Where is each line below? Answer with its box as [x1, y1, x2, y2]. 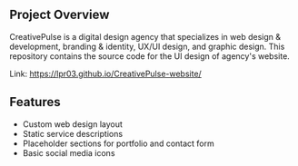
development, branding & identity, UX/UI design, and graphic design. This [9, 41, 285, 52]
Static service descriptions [22, 128, 124, 139]
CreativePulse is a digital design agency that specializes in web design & [9, 31, 282, 42]
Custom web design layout [22, 118, 123, 130]
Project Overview [9, 7, 110, 23]
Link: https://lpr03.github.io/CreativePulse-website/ [9, 68, 202, 79]
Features [9, 94, 61, 110]
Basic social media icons [22, 147, 115, 158]
